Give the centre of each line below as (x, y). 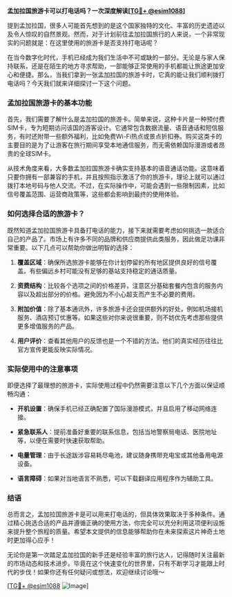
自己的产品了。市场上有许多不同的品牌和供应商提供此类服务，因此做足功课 (113, 239)
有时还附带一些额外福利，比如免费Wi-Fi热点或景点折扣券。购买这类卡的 (120, 137)
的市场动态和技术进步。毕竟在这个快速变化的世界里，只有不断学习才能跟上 (113, 564)
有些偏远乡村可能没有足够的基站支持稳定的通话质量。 (105, 271)
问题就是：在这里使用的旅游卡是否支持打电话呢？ (89, 43)
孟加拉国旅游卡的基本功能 (50, 103)
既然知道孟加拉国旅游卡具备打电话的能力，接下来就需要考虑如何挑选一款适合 (116, 230)
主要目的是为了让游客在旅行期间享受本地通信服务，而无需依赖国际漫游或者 (113, 145)
